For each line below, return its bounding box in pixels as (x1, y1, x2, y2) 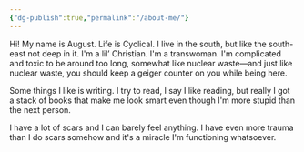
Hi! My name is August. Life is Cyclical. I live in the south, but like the (9, 38, 267, 49)
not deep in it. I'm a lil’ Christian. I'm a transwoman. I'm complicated (27, 47, 282, 59)
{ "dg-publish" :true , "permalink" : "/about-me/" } (9, 13, 189, 23)
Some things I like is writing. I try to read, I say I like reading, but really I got (9, 85, 290, 96)
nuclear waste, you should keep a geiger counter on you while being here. (9, 67, 288, 78)
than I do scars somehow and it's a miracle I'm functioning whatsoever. (9, 131, 277, 142)
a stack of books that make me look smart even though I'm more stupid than (9, 95, 296, 106)
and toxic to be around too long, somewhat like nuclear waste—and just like (9, 57, 293, 68)
